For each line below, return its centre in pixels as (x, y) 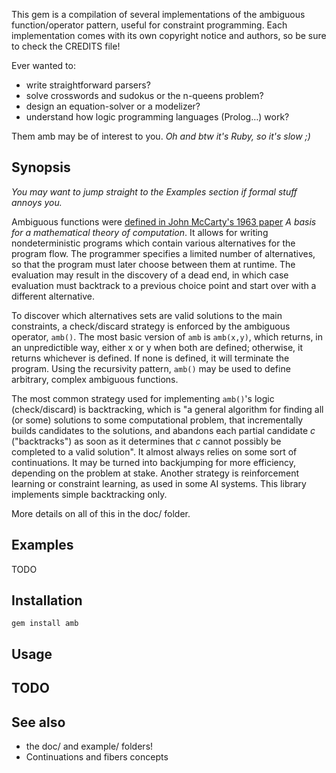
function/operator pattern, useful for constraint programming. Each (149, 25)
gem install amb (45, 624)
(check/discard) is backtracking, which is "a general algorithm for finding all (167, 409)
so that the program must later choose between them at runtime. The (153, 264)
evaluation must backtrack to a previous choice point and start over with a (164, 285)
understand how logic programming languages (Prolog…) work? (157, 117)
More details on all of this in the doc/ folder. (101, 513)
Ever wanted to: (43, 65)
